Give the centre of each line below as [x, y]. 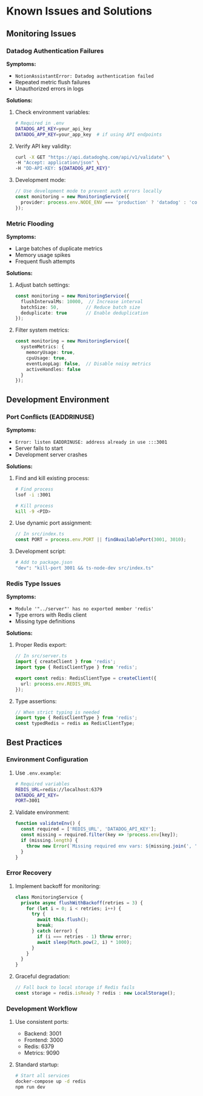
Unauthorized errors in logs [49, 89]
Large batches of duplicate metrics [59, 248]
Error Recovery [29, 873]
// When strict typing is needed [57, 712]
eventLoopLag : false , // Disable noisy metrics [89, 364]
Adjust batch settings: [42, 285]
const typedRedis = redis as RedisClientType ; [75, 723]
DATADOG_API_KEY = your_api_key [53, 129]
